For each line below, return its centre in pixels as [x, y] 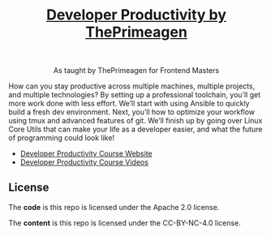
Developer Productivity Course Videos [84, 162]
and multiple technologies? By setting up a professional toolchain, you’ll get [135, 94]
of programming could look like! [62, 137]
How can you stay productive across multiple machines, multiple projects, [132, 86]
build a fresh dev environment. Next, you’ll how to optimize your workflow [132, 112]
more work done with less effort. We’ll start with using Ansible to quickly [129, 103]
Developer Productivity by [136, 15]
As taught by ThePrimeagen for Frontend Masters [136, 70]
